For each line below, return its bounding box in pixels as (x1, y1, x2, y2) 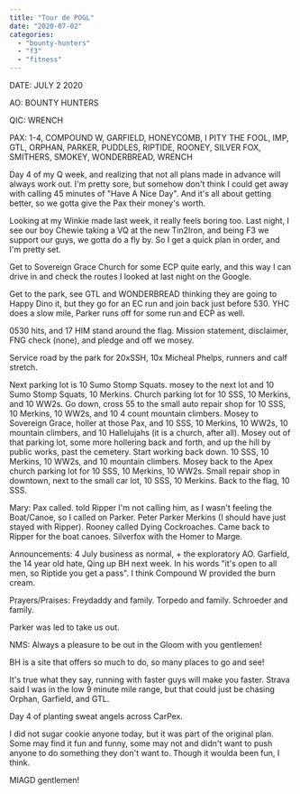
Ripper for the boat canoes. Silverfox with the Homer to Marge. (9, 531, 243, 541)
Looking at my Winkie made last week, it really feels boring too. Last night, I (9, 216, 290, 226)
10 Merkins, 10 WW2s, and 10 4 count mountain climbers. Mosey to (9, 408, 259, 419)
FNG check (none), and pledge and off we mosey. (9, 335, 195, 346)
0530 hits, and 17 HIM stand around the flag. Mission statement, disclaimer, (9, 326, 289, 336)
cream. (9, 577, 36, 587)
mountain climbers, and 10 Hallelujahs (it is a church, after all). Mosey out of (9, 428, 291, 438)
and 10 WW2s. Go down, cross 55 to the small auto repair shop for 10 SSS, (9, 399, 286, 409)
